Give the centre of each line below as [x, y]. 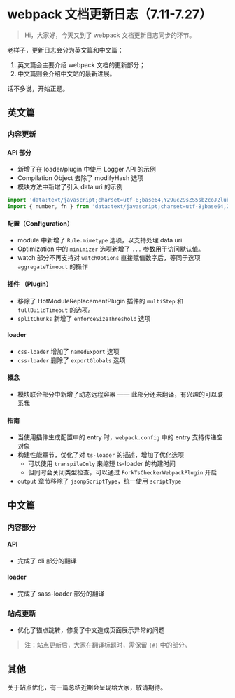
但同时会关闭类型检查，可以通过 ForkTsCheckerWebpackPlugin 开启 [122, 472]
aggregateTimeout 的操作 [53, 266]
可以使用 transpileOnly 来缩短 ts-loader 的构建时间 [102, 464]
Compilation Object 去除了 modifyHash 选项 [80, 178]
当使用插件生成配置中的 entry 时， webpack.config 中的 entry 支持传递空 [120, 437]
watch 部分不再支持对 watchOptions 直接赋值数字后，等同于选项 [109, 258]
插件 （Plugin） [30, 284]
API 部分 [19, 152]
